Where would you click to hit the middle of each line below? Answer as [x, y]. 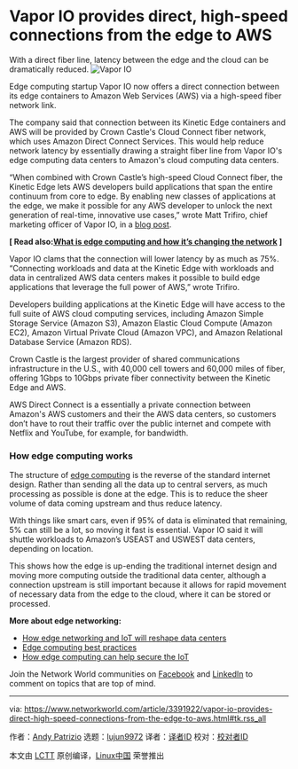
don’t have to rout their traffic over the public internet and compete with [140, 423]
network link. [33, 105]
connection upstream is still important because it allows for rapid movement [148, 585]
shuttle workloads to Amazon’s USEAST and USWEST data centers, [132, 539]
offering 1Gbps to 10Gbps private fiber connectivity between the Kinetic [140, 378]
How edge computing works [71, 456]
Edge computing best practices [79, 647]
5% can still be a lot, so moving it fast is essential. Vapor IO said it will [136, 530]
